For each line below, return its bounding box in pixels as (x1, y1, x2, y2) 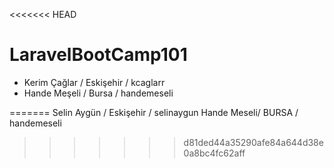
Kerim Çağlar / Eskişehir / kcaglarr (23, 76, 166, 88)
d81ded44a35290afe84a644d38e (183, 136, 324, 148)
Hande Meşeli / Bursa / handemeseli (23, 87, 174, 99)
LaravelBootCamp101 (9, 44, 188, 66)
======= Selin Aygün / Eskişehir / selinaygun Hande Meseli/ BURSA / (9, 106, 299, 118)
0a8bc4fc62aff (183, 147, 246, 159)
